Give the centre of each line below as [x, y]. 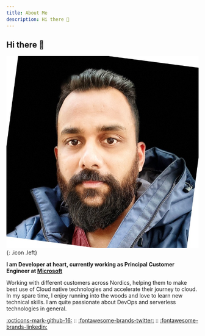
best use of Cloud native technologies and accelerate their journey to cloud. [102, 289]
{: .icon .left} [22, 252]
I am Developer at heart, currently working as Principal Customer [91, 265]
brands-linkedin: [27, 327]
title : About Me [27, 13]
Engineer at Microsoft [34, 271]
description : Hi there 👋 [38, 19]
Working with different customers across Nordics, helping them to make [97, 283]
